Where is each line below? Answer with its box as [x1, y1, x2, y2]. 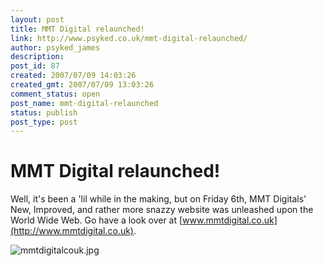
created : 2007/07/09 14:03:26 [10, 71, 137, 81]
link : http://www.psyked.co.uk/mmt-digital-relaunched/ [10, 33, 248, 43]
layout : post [10, 14, 65, 25]
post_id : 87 [10, 61, 60, 71]
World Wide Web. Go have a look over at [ [10, 214, 183, 226]
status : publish [10, 107, 78, 118]
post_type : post [10, 117, 78, 127]
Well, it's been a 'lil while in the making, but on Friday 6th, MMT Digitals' [10, 193, 307, 205]
